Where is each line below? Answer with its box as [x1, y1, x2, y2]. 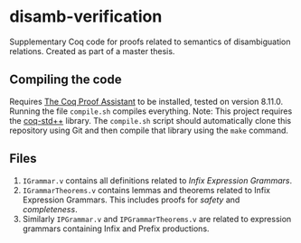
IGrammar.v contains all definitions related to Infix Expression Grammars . [22, 174, 293, 186]
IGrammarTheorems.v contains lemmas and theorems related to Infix [22, 184, 271, 195]
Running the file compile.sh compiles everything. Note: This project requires [9, 106, 293, 117]
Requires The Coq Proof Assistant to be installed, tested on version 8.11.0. [9, 96, 284, 107]
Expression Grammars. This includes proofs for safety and [22, 194, 240, 205]
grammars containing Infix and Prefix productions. [22, 223, 210, 234]
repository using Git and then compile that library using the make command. [9, 125, 289, 136]
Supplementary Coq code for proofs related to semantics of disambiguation [9, 36, 291, 47]
